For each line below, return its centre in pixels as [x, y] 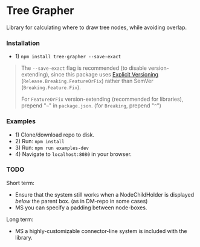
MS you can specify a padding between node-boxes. [81, 208]
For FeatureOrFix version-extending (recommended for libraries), [102, 99]
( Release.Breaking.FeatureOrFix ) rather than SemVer [87, 81]
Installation [23, 43]
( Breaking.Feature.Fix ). [51, 87]
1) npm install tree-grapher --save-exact [68, 56]
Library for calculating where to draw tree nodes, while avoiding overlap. [97, 27]
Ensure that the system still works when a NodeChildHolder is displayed [105, 194]
